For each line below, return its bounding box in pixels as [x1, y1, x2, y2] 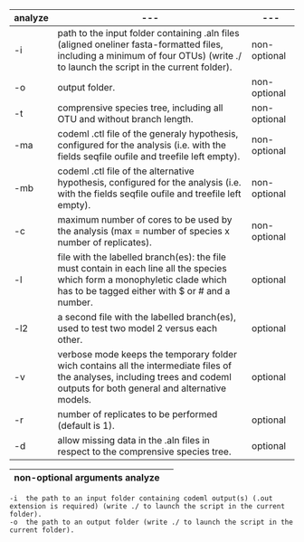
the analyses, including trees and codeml [57, 371, 233, 383]
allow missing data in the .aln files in [57, 434, 210, 446]
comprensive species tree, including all [57, 101, 223, 114]
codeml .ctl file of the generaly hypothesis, [57, 128, 239, 139]
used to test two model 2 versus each [57, 322, 218, 334]
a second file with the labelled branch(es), [57, 311, 237, 323]
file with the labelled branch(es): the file [57, 251, 226, 263]
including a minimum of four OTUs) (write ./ [57, 50, 242, 62]
